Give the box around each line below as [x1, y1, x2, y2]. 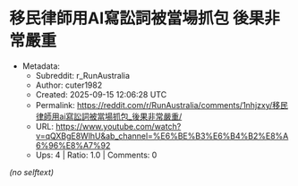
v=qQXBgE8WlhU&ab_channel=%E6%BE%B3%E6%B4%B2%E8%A [35, 131, 289, 141]
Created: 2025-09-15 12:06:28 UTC [35, 89, 167, 99]
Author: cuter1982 [35, 80, 103, 90]
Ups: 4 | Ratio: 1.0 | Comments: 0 [35, 149, 158, 160]
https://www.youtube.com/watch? [55, 121, 182, 131]
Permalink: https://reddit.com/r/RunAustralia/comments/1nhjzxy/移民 [35, 99, 289, 110]
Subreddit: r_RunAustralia [35, 70, 131, 80]
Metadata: [21, 60, 61, 72]
